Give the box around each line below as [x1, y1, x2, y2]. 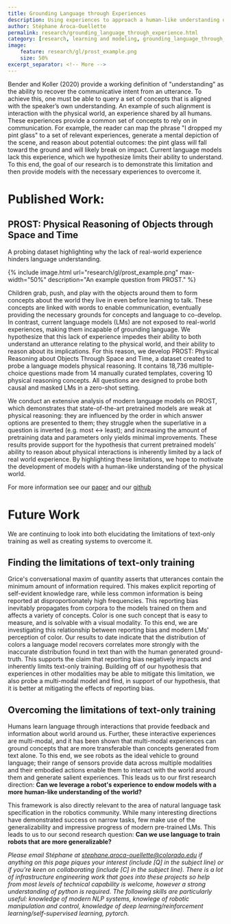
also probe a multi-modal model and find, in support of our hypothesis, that [8, 677, 220, 685]
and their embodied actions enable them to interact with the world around [8, 766, 216, 774]
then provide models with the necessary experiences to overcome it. [8, 167, 202, 176]
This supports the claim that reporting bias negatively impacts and [24, 655, 212, 663]
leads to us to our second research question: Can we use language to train [8, 831, 221, 839]
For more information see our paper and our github [8, 483, 151, 491]
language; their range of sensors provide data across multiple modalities [8, 759, 212, 767]
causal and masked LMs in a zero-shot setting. [8, 383, 140, 392]
